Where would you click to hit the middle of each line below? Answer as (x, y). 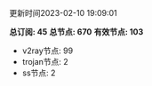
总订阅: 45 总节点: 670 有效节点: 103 (76, 32)
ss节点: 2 (39, 73)
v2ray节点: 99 (48, 51)
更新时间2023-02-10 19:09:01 (63, 13)
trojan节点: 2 (45, 62)
